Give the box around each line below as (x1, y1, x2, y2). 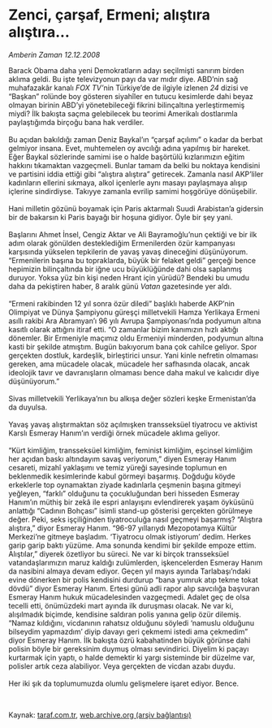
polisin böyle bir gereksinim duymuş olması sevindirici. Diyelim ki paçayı (8, 643, 249, 653)
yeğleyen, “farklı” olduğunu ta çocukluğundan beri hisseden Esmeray (8, 488, 240, 498)
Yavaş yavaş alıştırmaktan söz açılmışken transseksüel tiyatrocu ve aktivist (8, 419, 258, 429)
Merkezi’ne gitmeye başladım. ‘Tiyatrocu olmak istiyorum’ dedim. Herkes (8, 531, 252, 541)
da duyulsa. (8, 402, 48, 412)
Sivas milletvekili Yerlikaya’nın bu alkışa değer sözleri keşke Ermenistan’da (8, 393, 257, 403)
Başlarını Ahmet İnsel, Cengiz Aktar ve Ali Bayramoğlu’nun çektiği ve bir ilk (8, 229, 257, 239)
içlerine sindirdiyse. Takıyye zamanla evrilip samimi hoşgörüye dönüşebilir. (8, 186, 258, 196)
